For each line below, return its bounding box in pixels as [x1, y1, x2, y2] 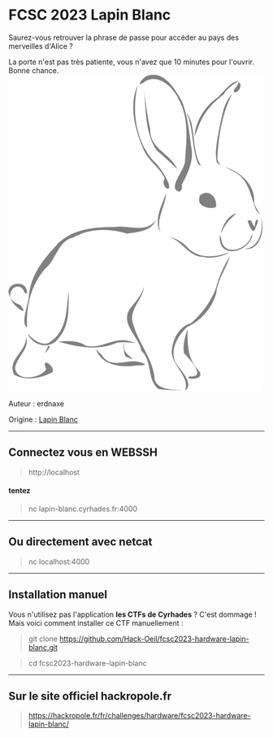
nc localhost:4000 [28, 557, 90, 566]
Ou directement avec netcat [8, 535, 153, 549]
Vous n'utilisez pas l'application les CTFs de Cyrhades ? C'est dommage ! [8, 609, 258, 619]
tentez [8, 486, 31, 496]
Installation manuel [8, 587, 108, 602]
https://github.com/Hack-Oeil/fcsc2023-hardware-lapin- [59, 634, 249, 644]
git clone [28, 634, 58, 644]
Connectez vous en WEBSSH [8, 445, 158, 460]
